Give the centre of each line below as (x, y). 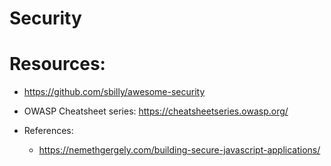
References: (48, 131)
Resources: (57, 64)
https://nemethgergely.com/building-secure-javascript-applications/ (179, 150)
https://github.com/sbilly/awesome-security (114, 92)
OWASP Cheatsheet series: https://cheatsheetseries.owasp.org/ (156, 111)
